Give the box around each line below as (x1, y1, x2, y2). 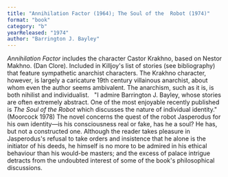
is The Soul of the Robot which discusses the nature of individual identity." (7, 106, 218, 114)
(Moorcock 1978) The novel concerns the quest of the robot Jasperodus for (7, 113, 221, 121)
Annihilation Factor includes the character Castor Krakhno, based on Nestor (7, 54, 222, 62)
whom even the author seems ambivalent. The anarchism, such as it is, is (7, 84, 214, 92)
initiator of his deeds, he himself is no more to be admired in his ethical (7, 142, 207, 150)
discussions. (7, 164, 43, 172)
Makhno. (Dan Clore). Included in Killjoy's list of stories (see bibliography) (7, 62, 216, 70)
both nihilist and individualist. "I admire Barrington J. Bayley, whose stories (7, 91, 222, 99)
